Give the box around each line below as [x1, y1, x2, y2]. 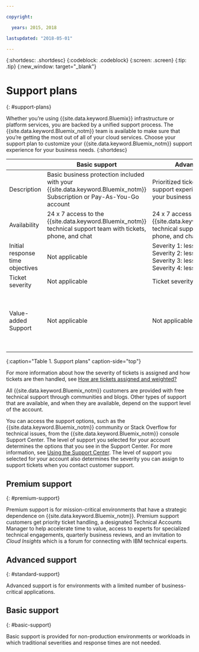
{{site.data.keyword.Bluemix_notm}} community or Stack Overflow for [6, 424, 176, 431]
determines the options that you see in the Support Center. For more [6, 443, 173, 450]
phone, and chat [47, 232, 93, 240]
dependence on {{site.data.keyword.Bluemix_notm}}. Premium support [6, 513, 179, 520]
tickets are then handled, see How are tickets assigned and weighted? [6, 376, 177, 383]
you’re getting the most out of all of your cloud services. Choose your [6, 134, 176, 141]
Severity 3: [152, 256, 182, 265]
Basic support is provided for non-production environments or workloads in [6, 632, 191, 640]
